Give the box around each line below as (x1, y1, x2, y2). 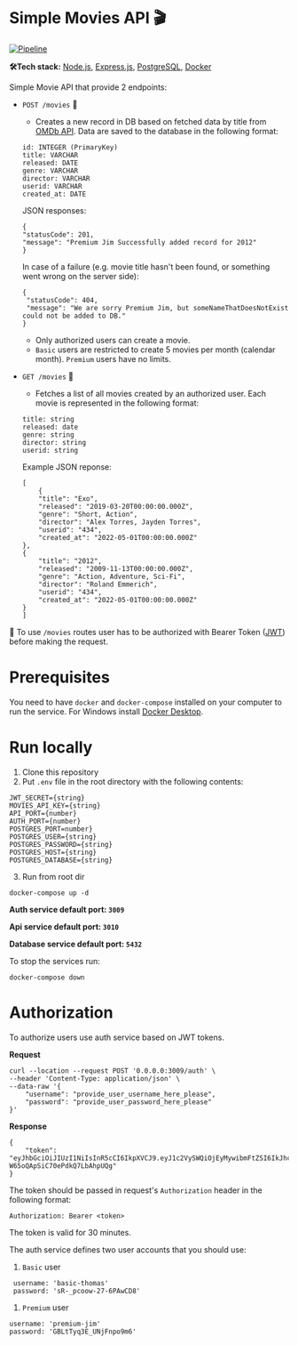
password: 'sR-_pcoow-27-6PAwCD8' (12, 1286, 141, 1295)
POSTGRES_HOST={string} (9, 848, 98, 857)
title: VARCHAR (21, 150, 79, 159)
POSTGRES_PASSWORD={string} (9, 840, 114, 849)
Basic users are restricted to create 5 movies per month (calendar (35, 344, 276, 355)
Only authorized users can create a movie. (35, 334, 191, 345)
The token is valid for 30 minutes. (9, 1227, 131, 1237)
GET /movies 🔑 (21, 371, 74, 382)
